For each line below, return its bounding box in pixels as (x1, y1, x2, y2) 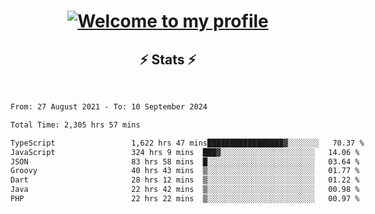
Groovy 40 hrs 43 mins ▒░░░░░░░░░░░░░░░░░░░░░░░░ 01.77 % (10, 166, 360, 176)
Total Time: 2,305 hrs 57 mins (10, 120, 141, 130)
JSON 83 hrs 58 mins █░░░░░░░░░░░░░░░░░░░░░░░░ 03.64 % (10, 156, 360, 167)
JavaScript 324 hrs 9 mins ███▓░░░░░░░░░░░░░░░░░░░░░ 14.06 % (10, 147, 360, 157)
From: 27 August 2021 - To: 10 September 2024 (10, 102, 208, 112)
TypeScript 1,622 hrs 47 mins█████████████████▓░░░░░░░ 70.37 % (10, 138, 365, 148)
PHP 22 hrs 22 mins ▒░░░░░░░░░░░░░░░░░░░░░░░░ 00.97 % (10, 194, 360, 204)
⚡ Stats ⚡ (139, 51, 197, 68)
